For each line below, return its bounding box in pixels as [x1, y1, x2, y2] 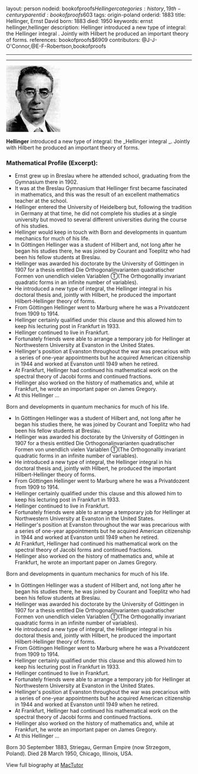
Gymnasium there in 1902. [14, 178, 78, 185]
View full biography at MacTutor [6, 762, 84, 769]
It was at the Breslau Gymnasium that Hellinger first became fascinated [14, 185, 187, 192]
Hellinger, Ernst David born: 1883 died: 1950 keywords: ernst [6, 18, 153, 24]
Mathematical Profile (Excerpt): [6, 159, 98, 167]
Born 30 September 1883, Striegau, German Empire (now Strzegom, [6, 744, 171, 751]
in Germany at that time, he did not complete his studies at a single [14, 210, 177, 217]
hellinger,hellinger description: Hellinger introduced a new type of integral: [6, 24, 187, 31]
